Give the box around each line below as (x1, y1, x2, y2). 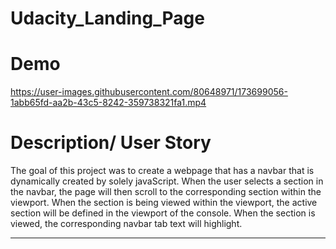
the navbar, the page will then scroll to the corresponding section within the (10, 186, 322, 198)
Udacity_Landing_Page (10, 7, 205, 30)
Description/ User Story (10, 132, 212, 154)
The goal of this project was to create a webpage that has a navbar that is (10, 165, 315, 177)
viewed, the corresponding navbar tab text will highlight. (10, 218, 243, 230)
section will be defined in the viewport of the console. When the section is (10, 207, 316, 219)
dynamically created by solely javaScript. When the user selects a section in (10, 175, 324, 187)
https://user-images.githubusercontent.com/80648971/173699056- (10, 86, 288, 98)
